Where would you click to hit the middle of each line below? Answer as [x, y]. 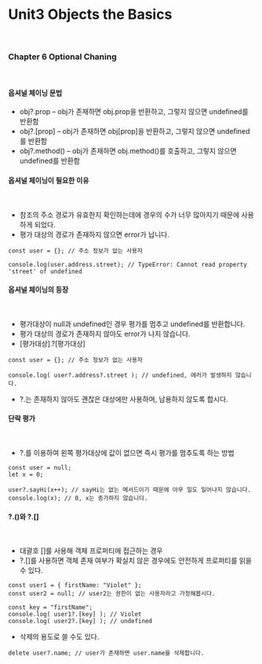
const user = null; [40, 468]
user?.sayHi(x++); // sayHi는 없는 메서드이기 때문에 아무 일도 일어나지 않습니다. [130, 490]
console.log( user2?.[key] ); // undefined [80, 622]
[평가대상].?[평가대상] [53, 343]
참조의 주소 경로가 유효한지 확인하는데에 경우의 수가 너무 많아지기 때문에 [129, 215]
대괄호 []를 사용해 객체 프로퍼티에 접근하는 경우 [91, 551]
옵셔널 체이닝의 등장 [38, 290]
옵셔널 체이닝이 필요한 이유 [49, 181]
